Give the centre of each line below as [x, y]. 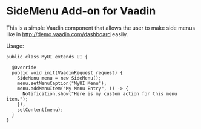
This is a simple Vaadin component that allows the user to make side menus [101, 28]
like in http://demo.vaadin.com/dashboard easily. [67, 34]
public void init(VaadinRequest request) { [67, 73]
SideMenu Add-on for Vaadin [81, 11]
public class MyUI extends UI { [47, 57]
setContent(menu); [40, 110]
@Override [24, 68]
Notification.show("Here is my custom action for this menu [100, 94]
